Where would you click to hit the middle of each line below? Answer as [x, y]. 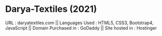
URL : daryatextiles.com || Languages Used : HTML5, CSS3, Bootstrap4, [79, 23]
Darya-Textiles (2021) [51, 9]
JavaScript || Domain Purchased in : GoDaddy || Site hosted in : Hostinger [81, 28]
